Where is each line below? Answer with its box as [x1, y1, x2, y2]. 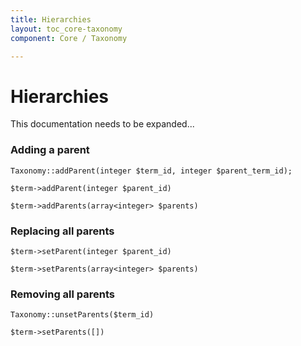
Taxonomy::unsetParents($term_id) [10, 310, 155, 320]
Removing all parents [10, 287, 116, 301]
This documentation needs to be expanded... [10, 118, 195, 130]
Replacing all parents [10, 224, 115, 238]
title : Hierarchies [10, 14, 92, 25]
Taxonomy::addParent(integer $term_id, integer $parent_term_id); [10, 166, 293, 176]
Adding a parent [10, 143, 90, 157]
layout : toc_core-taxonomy [10, 24, 123, 34]
